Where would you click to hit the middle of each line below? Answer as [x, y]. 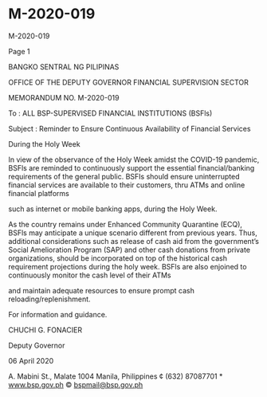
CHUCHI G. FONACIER [45, 330]
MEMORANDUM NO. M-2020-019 [64, 97]
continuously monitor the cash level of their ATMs [90, 275]
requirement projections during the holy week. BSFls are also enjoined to [128, 266]
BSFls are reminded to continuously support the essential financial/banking [132, 167]
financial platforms [39, 193]
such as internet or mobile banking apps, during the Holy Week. [113, 209]
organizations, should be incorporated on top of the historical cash [118, 258]
